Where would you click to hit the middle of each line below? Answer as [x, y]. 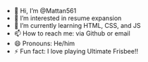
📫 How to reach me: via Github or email [72, 33]
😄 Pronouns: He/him [44, 43]
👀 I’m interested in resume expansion [68, 18]
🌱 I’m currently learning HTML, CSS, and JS [77, 25]
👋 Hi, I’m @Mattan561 [45, 11]
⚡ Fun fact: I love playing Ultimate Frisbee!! [76, 51]
